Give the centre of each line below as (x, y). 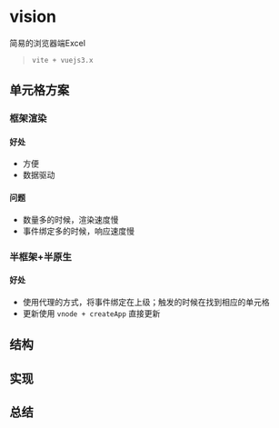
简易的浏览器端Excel (48, 43)
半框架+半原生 (41, 256)
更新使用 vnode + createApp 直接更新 (91, 313)
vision (33, 17)
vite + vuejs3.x (62, 60)
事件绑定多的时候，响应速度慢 (78, 231)
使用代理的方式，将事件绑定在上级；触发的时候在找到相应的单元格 (146, 302)
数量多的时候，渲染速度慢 (70, 219)
